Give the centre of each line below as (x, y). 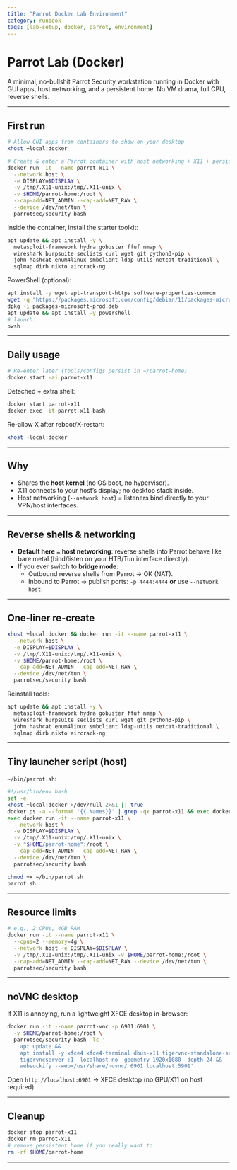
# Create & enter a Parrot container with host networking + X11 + (109, 161)
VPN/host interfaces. (48, 505)
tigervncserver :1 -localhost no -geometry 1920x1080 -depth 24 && (121, 1060)
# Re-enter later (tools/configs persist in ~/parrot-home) (98, 371)
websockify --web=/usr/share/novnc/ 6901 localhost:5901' (107, 1066)
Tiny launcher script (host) (67, 762)
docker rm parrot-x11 (39, 1139)
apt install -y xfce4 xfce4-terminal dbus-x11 (90, 1053)
